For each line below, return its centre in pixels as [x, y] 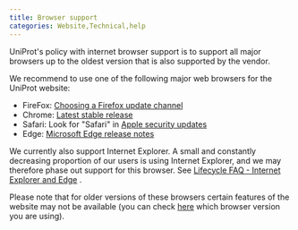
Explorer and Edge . [46, 179]
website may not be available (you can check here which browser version [145, 206]
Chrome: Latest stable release [77, 115]
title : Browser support [54, 17]
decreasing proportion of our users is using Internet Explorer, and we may [145, 160]
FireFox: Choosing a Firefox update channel [102, 105]
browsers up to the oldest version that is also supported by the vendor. [140, 61]
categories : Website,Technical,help [77, 26]
